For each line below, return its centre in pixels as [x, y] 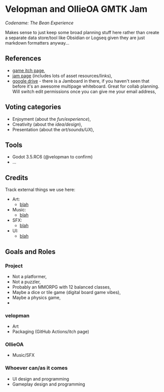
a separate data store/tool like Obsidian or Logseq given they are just [75, 38]
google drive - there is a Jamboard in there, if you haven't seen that [81, 81]
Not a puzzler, [26, 282]
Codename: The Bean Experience [39, 23]
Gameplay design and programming [49, 384]
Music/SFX [23, 355]
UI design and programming [41, 379]
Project [14, 266]
